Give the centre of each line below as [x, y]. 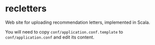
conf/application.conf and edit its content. [50, 37]
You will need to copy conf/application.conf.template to [64, 32]
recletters [26, 9]
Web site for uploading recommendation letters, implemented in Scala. [78, 22]
